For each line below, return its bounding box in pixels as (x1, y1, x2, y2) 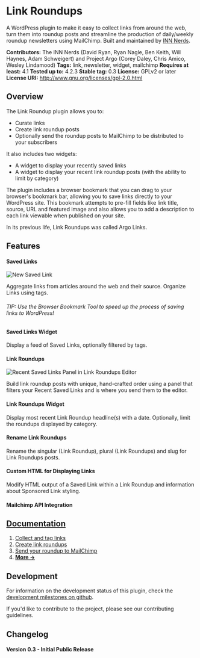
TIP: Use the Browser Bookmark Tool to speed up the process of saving (6, 303, 184, 310)
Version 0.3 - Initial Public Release (6, 646, 94, 653)
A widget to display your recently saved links (14, 161, 127, 169)
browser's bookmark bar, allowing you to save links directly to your (6, 193, 173, 200)
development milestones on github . (6, 594, 94, 601)
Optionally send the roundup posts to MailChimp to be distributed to (14, 132, 184, 139)
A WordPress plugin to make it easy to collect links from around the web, (6, 24, 187, 31)
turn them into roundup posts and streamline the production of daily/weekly (6, 30, 194, 37)
